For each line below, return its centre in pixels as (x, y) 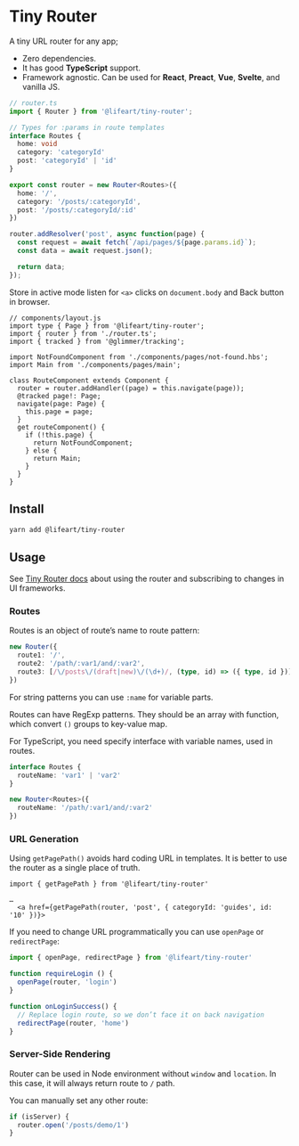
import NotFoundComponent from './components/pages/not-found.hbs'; (139, 357)
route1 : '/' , (41, 655)
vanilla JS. (41, 86)
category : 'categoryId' (61, 152)
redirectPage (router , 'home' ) (73, 1023)
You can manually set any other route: (79, 1100)
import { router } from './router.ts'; (83, 333)
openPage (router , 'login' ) (67, 982)
